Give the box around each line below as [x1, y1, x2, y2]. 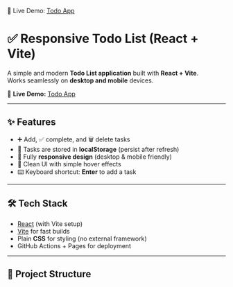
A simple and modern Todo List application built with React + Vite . [7, 69, 199, 77]
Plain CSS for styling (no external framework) [17, 234, 147, 243]
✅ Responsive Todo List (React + [7, 31, 199, 46]
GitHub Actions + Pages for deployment [17, 241, 132, 250]
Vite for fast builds [17, 227, 71, 235]
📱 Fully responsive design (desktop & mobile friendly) [17, 153, 172, 161]
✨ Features [7, 116, 56, 128]
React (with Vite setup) [17, 219, 83, 228]
